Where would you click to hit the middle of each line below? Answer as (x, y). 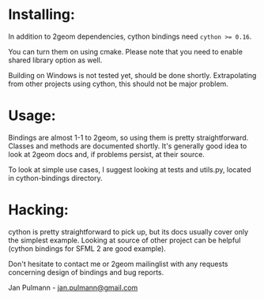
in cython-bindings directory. (55, 178)
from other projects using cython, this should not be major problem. (119, 84)
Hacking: (38, 210)
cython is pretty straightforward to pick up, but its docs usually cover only (128, 231)
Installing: (41, 15)
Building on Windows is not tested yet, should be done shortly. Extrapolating (132, 75)
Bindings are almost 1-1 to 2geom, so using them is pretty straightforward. (128, 137)
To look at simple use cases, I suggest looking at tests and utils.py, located (130, 169)
